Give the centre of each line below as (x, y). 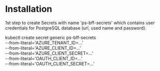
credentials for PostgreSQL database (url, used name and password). (76, 28)
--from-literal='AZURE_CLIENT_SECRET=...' (49, 53)
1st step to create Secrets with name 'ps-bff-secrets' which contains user (80, 23)
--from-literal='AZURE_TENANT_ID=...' (44, 42)
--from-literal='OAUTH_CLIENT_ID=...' (44, 58)
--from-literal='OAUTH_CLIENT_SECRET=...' (50, 64)
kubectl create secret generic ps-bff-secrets (51, 37)
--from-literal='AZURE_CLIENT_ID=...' (43, 48)
